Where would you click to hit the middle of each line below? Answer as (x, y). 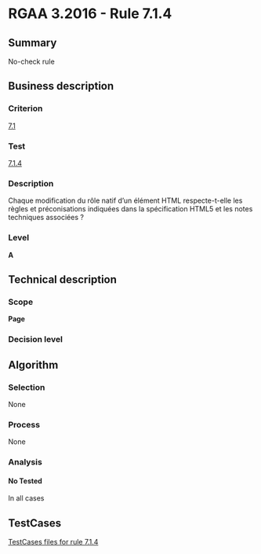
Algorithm (33, 365)
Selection (27, 387)
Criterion (25, 108)
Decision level (35, 339)
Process (24, 424)
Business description (61, 86)
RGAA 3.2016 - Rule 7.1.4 (90, 14)
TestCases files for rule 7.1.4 (53, 542)
